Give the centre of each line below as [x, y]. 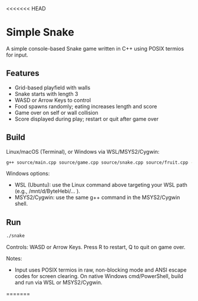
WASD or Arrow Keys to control [53, 100]
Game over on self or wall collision [56, 113]
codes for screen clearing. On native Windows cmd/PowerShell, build [99, 276]
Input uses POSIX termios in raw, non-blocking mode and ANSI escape [100, 270]
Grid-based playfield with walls [52, 87]
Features [23, 73]
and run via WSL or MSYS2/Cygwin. [58, 283]
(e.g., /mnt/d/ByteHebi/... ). [47, 191]
